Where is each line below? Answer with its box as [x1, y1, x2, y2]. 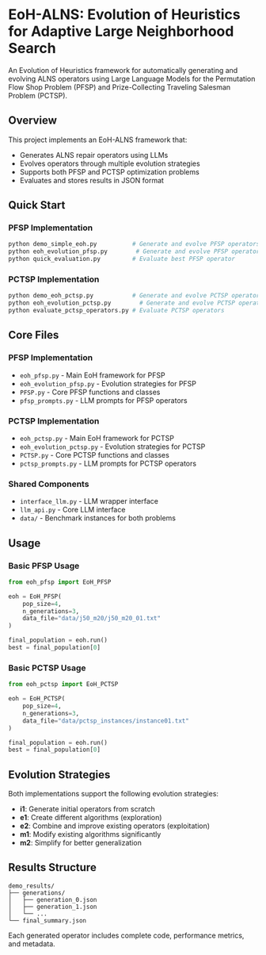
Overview [8, 113, 58, 128]
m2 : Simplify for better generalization [19, 838, 142, 848]
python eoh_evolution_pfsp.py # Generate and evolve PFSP [8, 247, 228, 255]
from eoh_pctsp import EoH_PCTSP [8, 681, 119, 688]
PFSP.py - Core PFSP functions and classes [19, 387, 161, 397]
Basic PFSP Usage [8, 560, 80, 571]
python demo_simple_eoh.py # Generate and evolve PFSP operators [8, 240, 260, 248]
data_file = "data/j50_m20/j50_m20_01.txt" [22, 615, 161, 623]
